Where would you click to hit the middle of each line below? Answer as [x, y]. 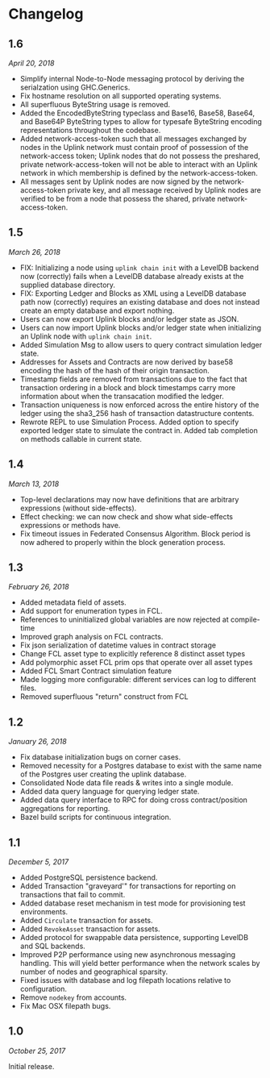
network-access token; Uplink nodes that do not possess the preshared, [140, 156]
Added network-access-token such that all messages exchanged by [133, 139]
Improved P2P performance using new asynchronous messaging [128, 955]
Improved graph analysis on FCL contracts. [91, 637]
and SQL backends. [53, 946]
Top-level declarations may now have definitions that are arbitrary [129, 499]
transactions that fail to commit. [73, 895]
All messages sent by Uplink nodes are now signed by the [116, 181]
